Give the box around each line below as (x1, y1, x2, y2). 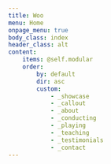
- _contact (50, 143, 87, 151)
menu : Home (8, 19, 44, 27)
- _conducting (50, 114, 97, 122)
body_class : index (8, 33, 68, 42)
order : (22, 63, 44, 71)
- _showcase (50, 92, 90, 100)
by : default (36, 70, 76, 78)
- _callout (50, 99, 87, 107)
